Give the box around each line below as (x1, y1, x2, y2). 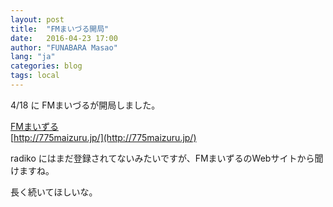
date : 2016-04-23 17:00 (10, 33, 118, 43)
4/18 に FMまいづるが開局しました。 (10, 99, 161, 111)
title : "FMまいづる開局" (10, 24, 110, 34)
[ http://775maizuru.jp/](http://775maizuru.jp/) (10, 131, 197, 143)
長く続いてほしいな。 (10, 186, 98, 198)
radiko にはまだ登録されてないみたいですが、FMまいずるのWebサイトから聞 (10, 152, 324, 164)
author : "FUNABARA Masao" (10, 42, 118, 53)
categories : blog (10, 61, 83, 71)
